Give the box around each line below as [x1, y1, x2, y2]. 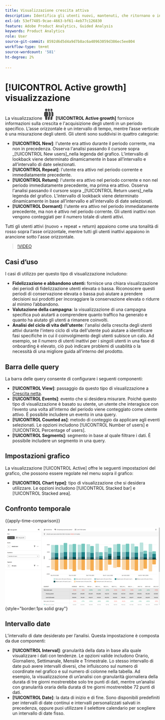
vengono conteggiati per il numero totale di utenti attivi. [12, 214, 124, 220]
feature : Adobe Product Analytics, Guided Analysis [5, 24, 113, 29]
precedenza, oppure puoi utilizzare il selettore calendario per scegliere [12, 705, 156, 711]
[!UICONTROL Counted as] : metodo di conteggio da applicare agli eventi [12, 416, 161, 422]
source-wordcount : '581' [5, 49, 56, 54]
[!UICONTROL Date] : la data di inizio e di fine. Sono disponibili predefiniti [12, 695, 160, 701]
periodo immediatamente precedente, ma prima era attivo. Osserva [12, 182, 148, 188]
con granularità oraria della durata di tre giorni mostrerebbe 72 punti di [12, 684, 155, 690]
